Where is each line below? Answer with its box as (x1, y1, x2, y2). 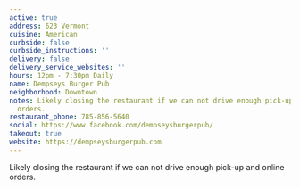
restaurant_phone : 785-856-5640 (9, 112, 129, 121)
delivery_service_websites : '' (9, 63, 126, 72)
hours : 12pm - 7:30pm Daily (9, 71, 114, 80)
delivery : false (9, 54, 70, 63)
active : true (9, 12, 58, 22)
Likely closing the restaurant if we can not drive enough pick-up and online (9, 161, 285, 172)
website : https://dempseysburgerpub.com (9, 137, 162, 146)
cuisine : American (9, 29, 78, 38)
